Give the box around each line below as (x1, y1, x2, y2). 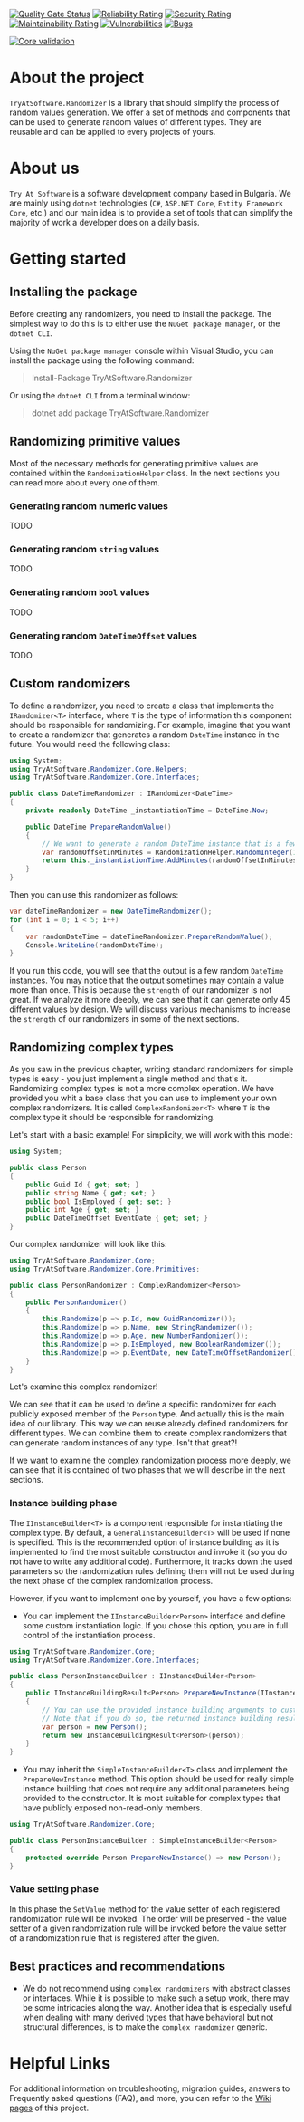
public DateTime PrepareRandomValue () (25, 822, 172, 831)
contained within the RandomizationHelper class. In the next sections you (9, 467, 280, 478)
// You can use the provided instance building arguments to (42, 1705, 278, 1714)
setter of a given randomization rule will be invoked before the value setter (9, 1923, 287, 1934)
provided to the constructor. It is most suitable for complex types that (22, 1793, 281, 1804)
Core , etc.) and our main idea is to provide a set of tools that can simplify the (9, 206, 293, 217)
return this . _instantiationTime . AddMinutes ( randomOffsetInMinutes (42, 856, 298, 865)
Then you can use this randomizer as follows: (9, 889, 179, 900)
